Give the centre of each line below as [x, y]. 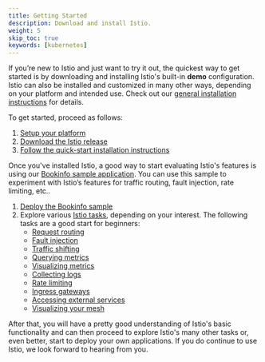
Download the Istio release [63, 141]
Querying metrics [60, 257]
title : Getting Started [48, 16]
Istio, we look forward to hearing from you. [78, 349]
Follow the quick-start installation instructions [95, 150]
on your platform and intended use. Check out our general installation [123, 93]
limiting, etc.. [29, 191]
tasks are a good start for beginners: [80, 224]
